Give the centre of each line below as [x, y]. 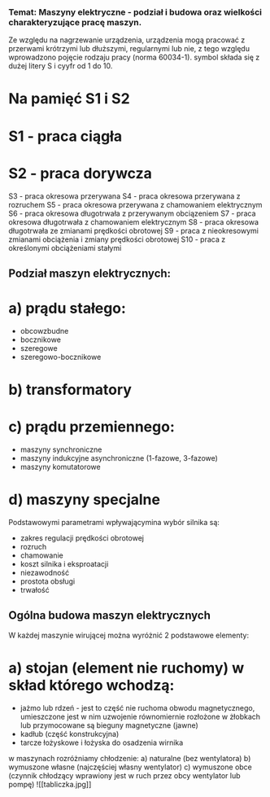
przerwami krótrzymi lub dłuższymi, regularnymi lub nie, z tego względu [129, 49]
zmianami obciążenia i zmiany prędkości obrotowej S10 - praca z [117, 239]
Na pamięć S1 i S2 [69, 99]
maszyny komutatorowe [60, 467]
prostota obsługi [48, 581]
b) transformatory [70, 390]
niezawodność [45, 573]
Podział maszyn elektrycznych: [90, 274]
